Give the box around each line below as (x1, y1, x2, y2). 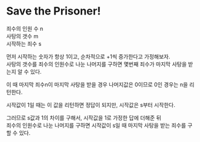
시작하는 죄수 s (6, 40, 42, 47)
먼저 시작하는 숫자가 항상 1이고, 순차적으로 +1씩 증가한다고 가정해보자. (6, 53, 170, 60)
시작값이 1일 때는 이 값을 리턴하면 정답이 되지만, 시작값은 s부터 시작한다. (6, 101, 175, 108)
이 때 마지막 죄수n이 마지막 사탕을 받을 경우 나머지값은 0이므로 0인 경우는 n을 (6, 80, 189, 88)
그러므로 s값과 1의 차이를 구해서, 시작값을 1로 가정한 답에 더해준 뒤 (6, 114, 161, 121)
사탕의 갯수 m (6, 32, 39, 40)
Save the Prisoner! (6, 4, 101, 18)
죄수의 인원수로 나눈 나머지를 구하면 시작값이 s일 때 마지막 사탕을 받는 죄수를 (6, 121, 186, 129)
